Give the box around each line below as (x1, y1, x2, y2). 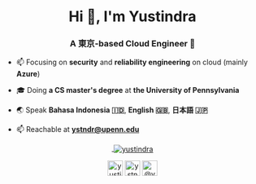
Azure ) (15, 69, 41, 79)
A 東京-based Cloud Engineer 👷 (69, 38, 196, 50)
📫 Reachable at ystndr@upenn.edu (15, 125, 140, 134)
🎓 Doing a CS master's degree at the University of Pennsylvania (15, 85, 240, 95)
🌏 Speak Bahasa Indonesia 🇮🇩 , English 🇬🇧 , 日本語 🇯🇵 (15, 105, 209, 115)
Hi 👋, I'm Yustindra (68, 7, 197, 26)
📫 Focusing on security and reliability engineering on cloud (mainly (15, 57, 248, 68)
